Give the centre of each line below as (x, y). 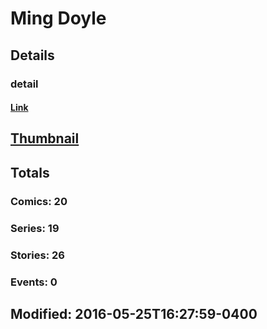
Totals (30, 172)
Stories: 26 (37, 255)
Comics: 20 (39, 201)
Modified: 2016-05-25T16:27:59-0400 (134, 313)
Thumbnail (45, 138)
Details (32, 55)
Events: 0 (34, 282)
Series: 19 (35, 228)
